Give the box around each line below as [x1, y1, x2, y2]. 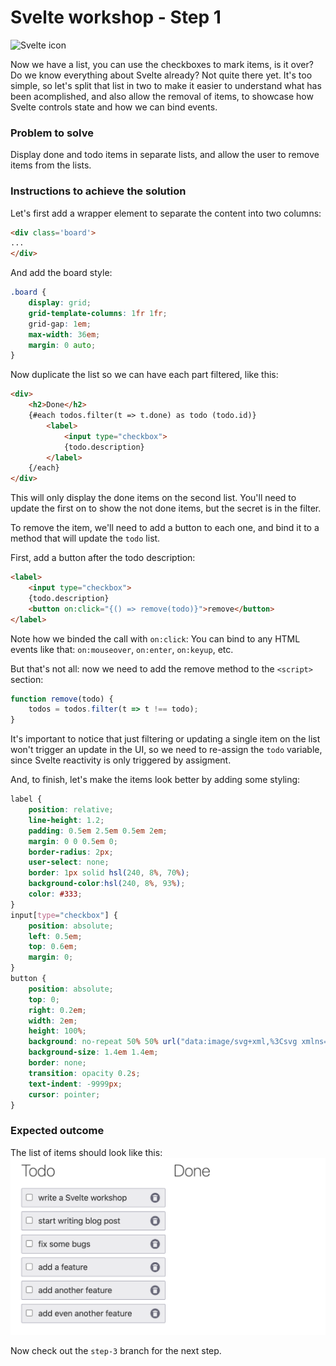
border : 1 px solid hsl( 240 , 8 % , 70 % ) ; [28, 868, 190, 878]
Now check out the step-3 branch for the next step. [10, 1344, 222, 1356]
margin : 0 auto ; [28, 340, 97, 350]
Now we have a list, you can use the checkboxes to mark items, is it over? [10, 58, 314, 70]
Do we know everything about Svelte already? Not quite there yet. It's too [10, 69, 313, 81]
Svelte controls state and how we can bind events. [10, 101, 218, 113]
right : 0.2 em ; [28, 1005, 87, 1015]
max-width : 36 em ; [28, 329, 101, 340]
